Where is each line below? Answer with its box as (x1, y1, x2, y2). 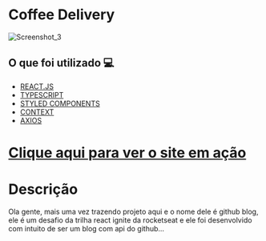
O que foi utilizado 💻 (8, 56, 115, 70)
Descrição (8, 180, 79, 199)
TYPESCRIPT (19, 90, 64, 99)
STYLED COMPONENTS (19, 98, 100, 108)
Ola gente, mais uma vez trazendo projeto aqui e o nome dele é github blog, (8, 207, 259, 216)
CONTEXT (19, 106, 54, 117)
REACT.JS (19, 82, 54, 91)
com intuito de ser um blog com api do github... (8, 223, 165, 233)
